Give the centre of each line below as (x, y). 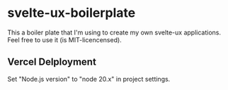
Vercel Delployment (52, 62)
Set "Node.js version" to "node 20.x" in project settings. (89, 79)
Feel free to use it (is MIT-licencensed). (64, 39)
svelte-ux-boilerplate (72, 13)
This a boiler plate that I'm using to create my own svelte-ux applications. (114, 32)
